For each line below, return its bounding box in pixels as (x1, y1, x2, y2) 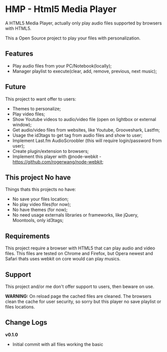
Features (5, 49, 33, 58)
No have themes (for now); (12, 206, 68, 213)
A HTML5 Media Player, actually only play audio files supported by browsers (5, 20, 162, 26)
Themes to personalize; (12, 105, 61, 111)
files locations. (5, 304, 35, 309)
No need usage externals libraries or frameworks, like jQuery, (12, 212, 139, 218)
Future (5, 82, 26, 91)
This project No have (5, 173, 71, 181)
